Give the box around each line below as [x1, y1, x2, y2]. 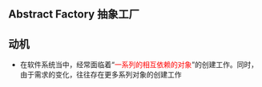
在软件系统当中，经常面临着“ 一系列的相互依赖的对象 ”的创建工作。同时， [19, 60, 259, 69]
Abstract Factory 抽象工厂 [8, 7, 140, 22]
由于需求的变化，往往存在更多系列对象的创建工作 [19, 70, 182, 80]
